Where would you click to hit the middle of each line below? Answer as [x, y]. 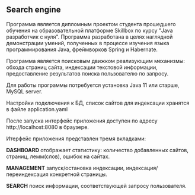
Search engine [33, 10]
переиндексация [27, 174]
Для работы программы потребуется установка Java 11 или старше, [93, 85]
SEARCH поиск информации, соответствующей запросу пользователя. [96, 185]
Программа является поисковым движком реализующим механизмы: [96, 61]
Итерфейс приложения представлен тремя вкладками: [76, 139]
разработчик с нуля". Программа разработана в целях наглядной [89, 37]
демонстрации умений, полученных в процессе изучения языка [88, 43]
